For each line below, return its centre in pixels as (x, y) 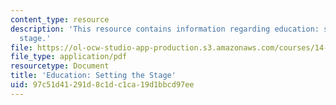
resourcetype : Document (60, 66)
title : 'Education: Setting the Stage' (93, 76)
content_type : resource (60, 19)
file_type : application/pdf (69, 57)
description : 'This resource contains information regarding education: (165, 29)
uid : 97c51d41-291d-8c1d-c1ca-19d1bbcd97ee (102, 85)
